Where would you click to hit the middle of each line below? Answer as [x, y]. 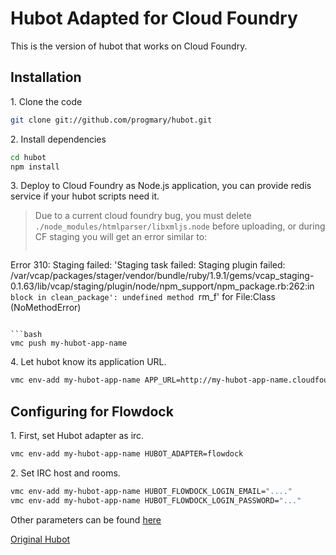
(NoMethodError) [46, 308]
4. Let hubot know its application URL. [88, 362]
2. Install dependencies [58, 139]
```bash [26, 335]
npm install [35, 167]
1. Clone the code [46, 101]
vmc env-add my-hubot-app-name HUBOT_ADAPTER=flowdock [127, 454]
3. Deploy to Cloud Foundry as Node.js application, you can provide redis [161, 186]
